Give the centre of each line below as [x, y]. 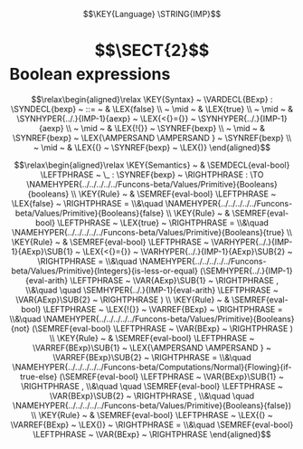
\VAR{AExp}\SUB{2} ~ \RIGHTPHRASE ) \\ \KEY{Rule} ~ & [123, 300]
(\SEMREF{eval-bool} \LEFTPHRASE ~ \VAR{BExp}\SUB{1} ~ [172, 377]
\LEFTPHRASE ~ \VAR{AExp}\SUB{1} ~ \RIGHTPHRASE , [174, 280]
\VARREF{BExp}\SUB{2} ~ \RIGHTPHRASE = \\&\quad [152, 357]
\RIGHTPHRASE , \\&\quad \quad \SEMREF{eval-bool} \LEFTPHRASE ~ [152, 386]
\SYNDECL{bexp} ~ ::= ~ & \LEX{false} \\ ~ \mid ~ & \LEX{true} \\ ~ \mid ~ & [152, 109]
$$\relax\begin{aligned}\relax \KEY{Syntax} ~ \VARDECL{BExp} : [152, 99]
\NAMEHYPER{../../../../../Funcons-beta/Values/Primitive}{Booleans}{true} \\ [152, 232]
